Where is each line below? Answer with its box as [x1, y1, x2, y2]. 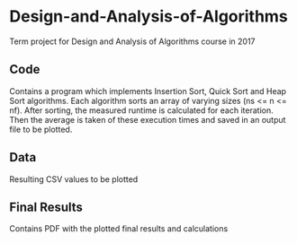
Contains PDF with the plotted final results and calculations [9, 223, 229, 234]
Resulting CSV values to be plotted [9, 173, 139, 185]
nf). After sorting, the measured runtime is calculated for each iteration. [9, 105, 274, 116]
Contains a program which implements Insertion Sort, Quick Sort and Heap [9, 85, 286, 96]
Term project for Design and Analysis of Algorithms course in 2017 [9, 36, 256, 47]
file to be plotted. [9, 124, 73, 135]
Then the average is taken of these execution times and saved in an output [9, 114, 286, 125]
